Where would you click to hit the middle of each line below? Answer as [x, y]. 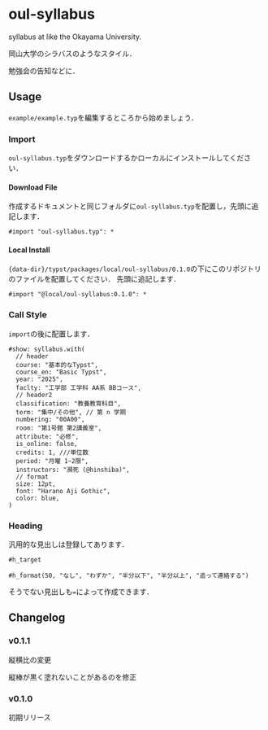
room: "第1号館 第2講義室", [59, 428]
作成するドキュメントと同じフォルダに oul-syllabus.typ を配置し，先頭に [130, 206]
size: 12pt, [36, 484]
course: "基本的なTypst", [57, 365]
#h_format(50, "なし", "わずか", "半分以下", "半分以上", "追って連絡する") [129, 576]
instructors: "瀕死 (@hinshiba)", [73, 470]
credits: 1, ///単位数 [52, 452]
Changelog [37, 618]
